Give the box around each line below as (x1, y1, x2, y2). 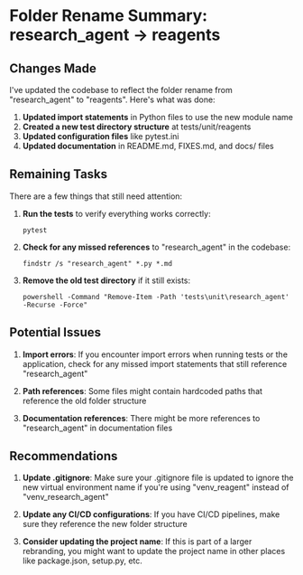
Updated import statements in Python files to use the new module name (22, 112, 293, 122)
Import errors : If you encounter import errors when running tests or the (22, 349, 289, 360)
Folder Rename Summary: (9, 5, 208, 26)
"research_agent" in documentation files (22, 422, 173, 433)
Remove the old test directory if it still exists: (22, 275, 191, 286)
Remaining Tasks (9, 166, 108, 182)
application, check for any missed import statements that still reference (22, 358, 288, 369)
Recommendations (9, 448, 118, 464)
